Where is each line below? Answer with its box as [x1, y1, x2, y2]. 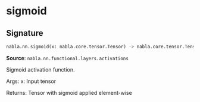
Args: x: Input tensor [6, 78, 57, 85]
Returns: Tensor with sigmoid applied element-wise [6, 89, 132, 96]
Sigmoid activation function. [6, 66, 75, 73]
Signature [6, 28, 43, 38]
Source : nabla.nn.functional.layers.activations [6, 54, 129, 61]
